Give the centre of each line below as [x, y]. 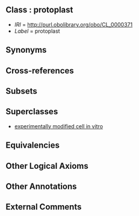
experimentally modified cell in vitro [59, 126]
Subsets [21, 91]
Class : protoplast [39, 10]
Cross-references [40, 70]
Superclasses [32, 112]
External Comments [44, 207]
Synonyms [26, 50]
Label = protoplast [37, 31]
